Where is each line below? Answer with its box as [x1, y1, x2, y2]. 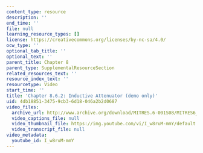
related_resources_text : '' [6, 70, 77, 76]
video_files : [6, 104, 39, 110]
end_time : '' [6, 20, 39, 26]
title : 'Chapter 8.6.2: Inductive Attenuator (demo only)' [6, 93, 158, 99]
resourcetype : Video [6, 82, 59, 88]
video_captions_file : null [11, 115, 80, 121]
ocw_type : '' [6, 43, 39, 49]
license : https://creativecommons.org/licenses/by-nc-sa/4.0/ [6, 37, 166, 43]
